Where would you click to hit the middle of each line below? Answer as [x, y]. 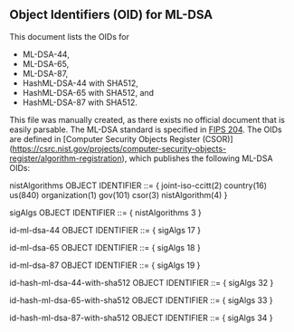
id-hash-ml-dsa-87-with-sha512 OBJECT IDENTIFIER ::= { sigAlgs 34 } [141, 318]
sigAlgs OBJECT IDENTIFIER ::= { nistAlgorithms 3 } [105, 213]
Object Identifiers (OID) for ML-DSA [111, 15]
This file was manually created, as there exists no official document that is [147, 119]
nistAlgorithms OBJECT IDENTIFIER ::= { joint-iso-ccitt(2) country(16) [138, 185]
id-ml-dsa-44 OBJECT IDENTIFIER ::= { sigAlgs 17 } [105, 230]
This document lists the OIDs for [69, 36]
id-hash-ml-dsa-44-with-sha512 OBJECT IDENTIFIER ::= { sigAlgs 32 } [142, 282]
